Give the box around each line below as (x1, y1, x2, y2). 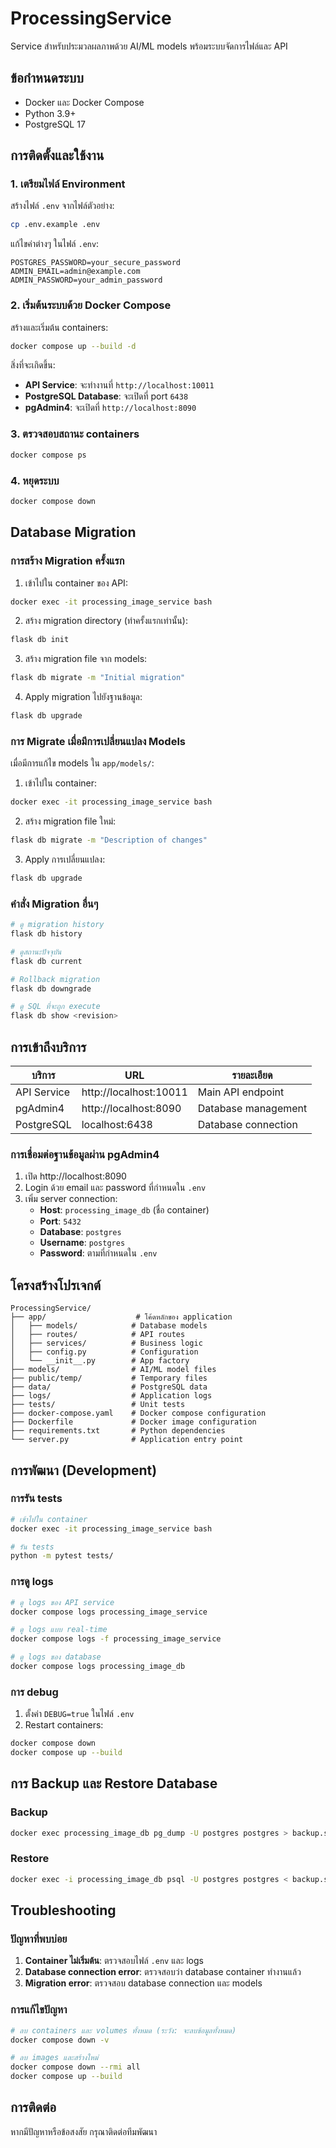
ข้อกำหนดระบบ (10, 70, 84, 87)
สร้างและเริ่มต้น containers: (10, 321, 109, 333)
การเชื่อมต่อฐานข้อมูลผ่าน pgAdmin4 (10, 1147, 160, 1161)
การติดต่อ (10, 2099, 57, 2116)
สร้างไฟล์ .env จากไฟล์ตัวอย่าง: (10, 200, 115, 212)
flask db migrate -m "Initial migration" (10, 673, 186, 683)
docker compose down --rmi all (10, 2062, 141, 2072)
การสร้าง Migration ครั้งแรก (10, 554, 125, 568)
